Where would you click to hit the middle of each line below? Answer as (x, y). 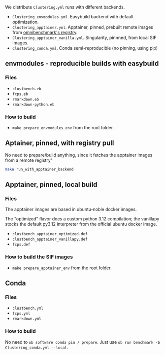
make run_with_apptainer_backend (39, 169)
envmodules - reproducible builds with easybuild (82, 64)
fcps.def (21, 245)
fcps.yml (21, 314)
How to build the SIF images (39, 257)
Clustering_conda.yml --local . (37, 347)
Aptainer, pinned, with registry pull (60, 143)
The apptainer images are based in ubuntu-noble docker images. (71, 210)
